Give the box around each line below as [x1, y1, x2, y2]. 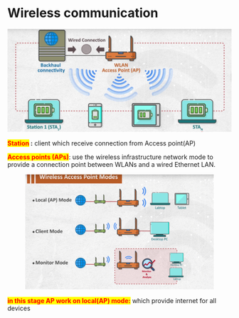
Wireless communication [7, 5, 159, 21]
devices [7, 304, 31, 312]
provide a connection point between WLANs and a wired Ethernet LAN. [7, 160, 216, 168]
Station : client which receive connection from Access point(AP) [7, 138, 196, 147]
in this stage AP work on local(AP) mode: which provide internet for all [7, 296, 217, 305]
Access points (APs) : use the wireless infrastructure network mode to [7, 153, 213, 161]
